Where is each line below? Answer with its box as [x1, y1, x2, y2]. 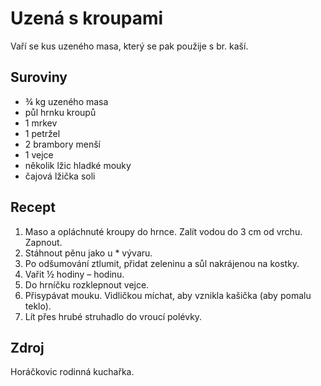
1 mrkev [24, 117, 58, 129]
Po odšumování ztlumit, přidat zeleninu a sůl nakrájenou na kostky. [24, 257, 300, 269]
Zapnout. [24, 236, 63, 248]
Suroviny [10, 69, 68, 86]
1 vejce [24, 148, 54, 161]
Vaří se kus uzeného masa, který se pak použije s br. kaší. [10, 40, 249, 52]
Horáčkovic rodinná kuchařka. [10, 366, 135, 378]
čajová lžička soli [24, 170, 96, 182]
